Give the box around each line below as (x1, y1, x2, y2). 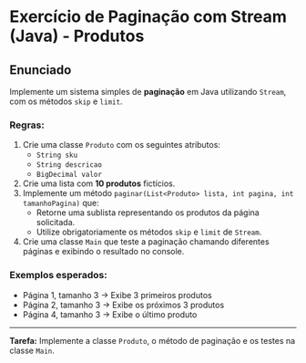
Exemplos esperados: (9, 269, 107, 282)
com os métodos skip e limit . (9, 96, 123, 107)
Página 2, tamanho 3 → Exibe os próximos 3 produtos (22, 299, 225, 310)
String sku (36, 150, 78, 161)
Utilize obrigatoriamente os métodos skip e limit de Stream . (36, 226, 262, 238)
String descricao (36, 161, 103, 170)
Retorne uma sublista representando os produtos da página (36, 207, 260, 218)
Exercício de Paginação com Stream (9, 6, 287, 27)
